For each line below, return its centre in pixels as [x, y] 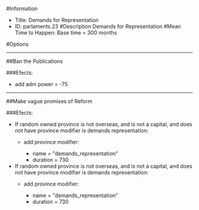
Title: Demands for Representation [57, 20]
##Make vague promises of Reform [49, 101]
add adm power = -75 [41, 84]
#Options [17, 44]
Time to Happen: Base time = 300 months [66, 33]
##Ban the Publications [35, 61]
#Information [22, 9]
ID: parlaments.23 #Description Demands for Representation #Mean [98, 26]
